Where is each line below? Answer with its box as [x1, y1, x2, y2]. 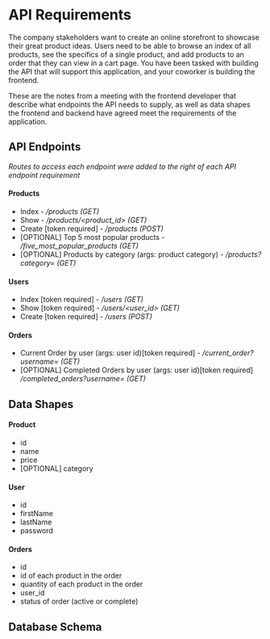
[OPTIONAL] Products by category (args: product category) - [19, 249, 224, 259]
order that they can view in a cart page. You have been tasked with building [8, 58, 260, 68]
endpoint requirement [8, 170, 81, 179]
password [19, 526, 54, 536]
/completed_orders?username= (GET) [19, 374, 147, 384]
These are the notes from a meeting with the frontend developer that [8, 90, 236, 100]
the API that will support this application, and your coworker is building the [8, 66, 255, 76]
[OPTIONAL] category [19, 463, 94, 473]
